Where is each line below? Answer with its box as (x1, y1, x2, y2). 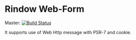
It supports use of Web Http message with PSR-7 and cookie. (5, 29, 131, 35)
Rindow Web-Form (5, 3, 85, 15)
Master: (5, 20, 21, 26)
